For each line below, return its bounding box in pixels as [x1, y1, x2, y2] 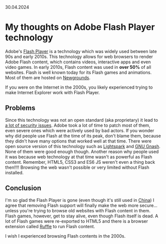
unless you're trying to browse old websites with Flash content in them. [5, 207, 151, 213]
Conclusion [5, 184, 42, 193]
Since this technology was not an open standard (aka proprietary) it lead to [5, 117, 159, 123]
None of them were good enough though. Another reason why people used [5, 148, 159, 154]
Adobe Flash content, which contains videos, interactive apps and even [5, 59, 151, 65]
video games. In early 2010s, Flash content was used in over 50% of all [5, 64, 151, 70]
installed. [5, 169, 24, 175]
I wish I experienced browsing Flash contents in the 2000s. [5, 233, 126, 239]
